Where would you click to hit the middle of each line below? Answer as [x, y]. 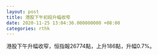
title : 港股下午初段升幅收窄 [38, 17]
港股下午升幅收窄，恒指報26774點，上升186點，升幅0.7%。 [81, 46]
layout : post [23, 12]
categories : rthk [28, 28]
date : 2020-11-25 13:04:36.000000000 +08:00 [63, 23]
